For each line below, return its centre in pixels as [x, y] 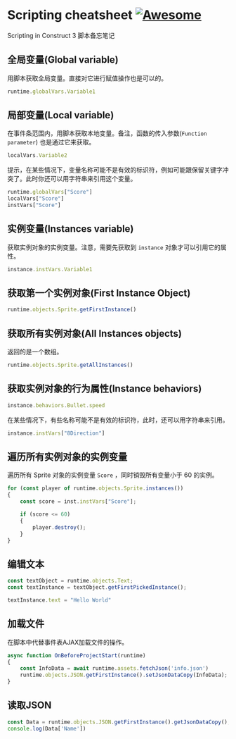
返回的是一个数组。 [35, 352]
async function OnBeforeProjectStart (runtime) [77, 655]
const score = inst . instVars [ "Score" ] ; [78, 502]
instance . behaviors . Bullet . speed [56, 405]
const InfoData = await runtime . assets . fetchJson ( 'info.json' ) [114, 669]
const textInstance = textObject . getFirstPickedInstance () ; [97, 588]
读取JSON [29, 706]
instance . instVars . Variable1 [50, 269]
